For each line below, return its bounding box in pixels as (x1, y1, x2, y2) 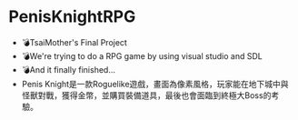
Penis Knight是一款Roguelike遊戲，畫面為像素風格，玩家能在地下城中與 (21, 78, 289, 89)
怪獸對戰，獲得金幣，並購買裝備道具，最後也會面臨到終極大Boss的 (21, 89, 272, 101)
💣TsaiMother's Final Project (21, 36, 128, 47)
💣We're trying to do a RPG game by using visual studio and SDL (21, 50, 263, 61)
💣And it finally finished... (21, 64, 115, 75)
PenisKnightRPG (8, 6, 136, 27)
